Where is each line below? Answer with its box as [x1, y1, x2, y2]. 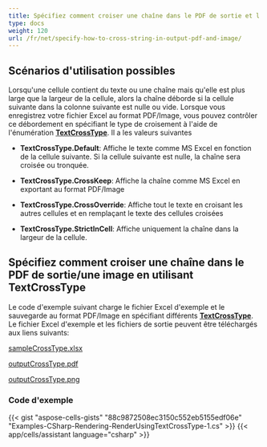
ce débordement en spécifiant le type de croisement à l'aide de [8, 120, 218, 129]
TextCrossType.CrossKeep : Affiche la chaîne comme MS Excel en [19, 176, 241, 185]
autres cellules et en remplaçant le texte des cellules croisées [19, 209, 224, 218]
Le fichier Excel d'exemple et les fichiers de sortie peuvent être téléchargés [8, 319, 258, 329]
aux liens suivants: [8, 327, 70, 337]
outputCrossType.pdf [8, 359, 79, 368]
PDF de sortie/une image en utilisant [8, 268, 194, 282]
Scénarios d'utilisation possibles [8, 63, 176, 77]
